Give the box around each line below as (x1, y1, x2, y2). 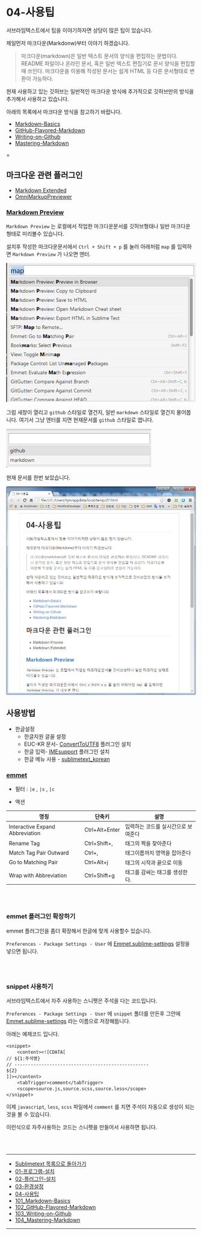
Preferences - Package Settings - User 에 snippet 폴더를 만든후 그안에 (6, 1010, 181, 1017)
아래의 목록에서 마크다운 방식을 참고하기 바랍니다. (6, 108, 122, 115)
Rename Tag (8, 839, 40, 847)
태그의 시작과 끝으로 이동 (125, 859, 183, 866)
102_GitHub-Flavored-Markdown (14, 1203, 96, 1211)
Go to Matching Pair (8, 859, 58, 866)
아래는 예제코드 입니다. (6, 1030, 60, 1038)
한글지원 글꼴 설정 (23, 733, 66, 740)
